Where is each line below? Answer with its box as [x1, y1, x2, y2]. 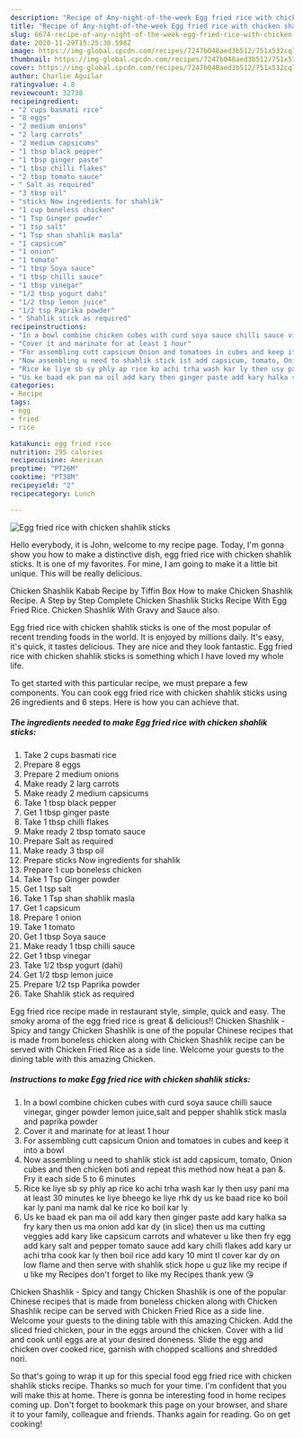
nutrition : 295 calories [10, 447, 103, 457]
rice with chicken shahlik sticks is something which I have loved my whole [10, 650, 284, 661]
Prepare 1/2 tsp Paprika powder [22, 978, 140, 989]
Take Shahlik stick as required [22, 988, 135, 999]
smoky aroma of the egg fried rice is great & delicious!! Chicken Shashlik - [10, 1015, 286, 1026]
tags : [10, 397, 31, 407]
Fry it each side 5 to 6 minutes [22, 1173, 136, 1183]
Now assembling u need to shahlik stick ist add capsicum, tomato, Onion [22, 1154, 293, 1165]
